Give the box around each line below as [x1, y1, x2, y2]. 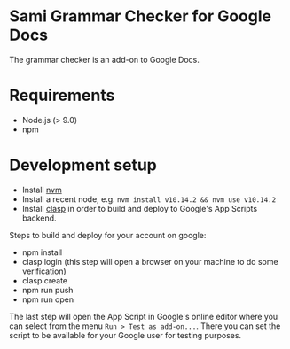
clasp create [21, 275, 68, 285]
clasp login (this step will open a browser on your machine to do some [21, 256, 278, 267]
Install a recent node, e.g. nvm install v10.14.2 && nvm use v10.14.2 [21, 193, 277, 205]
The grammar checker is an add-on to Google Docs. [9, 54, 200, 65]
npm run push [21, 284, 74, 295]
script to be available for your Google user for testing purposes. [9, 330, 242, 340]
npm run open [21, 294, 74, 305]
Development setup [9, 155, 158, 175]
